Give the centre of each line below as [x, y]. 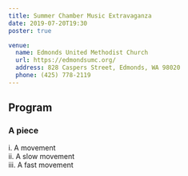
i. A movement [32, 148]
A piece [23, 131]
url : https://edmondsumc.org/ [66, 60]
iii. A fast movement [41, 165]
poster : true [30, 31]
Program [30, 108]
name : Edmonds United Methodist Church [82, 53]
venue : [19, 45]
